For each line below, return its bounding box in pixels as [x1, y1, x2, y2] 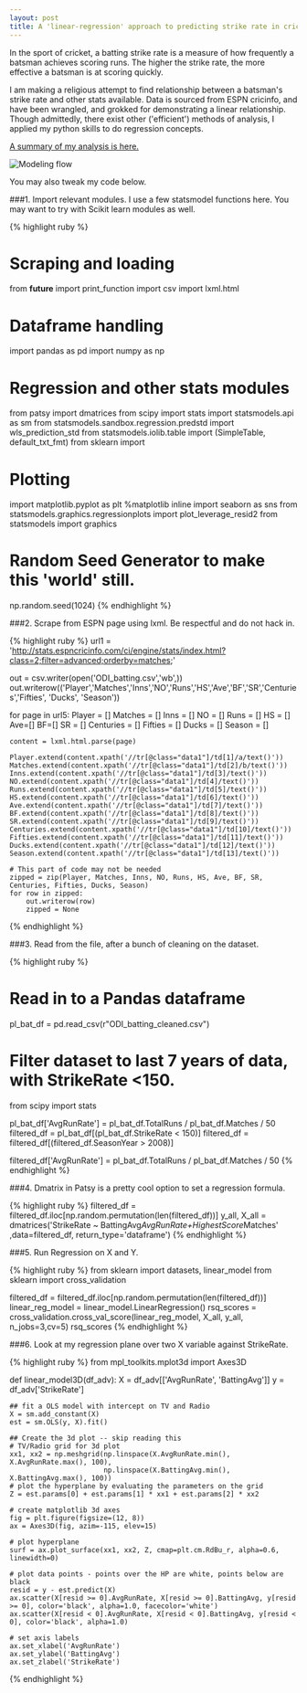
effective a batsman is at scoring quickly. [9, 66, 164, 78]
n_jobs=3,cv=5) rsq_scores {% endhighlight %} [9, 1321, 189, 1332]
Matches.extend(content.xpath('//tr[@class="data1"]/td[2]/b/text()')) [9, 761, 288, 770]
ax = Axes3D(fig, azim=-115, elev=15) [9, 1522, 157, 1531]
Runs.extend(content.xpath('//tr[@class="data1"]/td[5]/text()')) [9, 785, 268, 795]
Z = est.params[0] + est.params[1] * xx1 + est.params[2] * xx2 [9, 1490, 259, 1499]
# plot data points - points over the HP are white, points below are [9, 1570, 284, 1579]
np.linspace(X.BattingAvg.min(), [103, 1466, 231, 1476]
